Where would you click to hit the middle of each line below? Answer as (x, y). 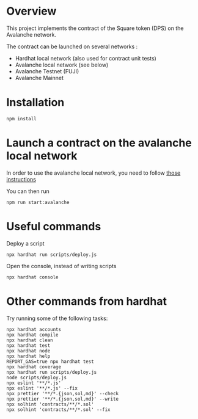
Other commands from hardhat (86, 301)
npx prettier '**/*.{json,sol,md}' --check (63, 393)
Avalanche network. (31, 34)
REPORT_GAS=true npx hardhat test (50, 362)
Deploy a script (25, 243)
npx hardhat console (33, 277)
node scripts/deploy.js (37, 377)
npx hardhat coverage (34, 367)
